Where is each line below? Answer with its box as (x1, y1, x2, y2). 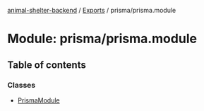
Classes (7, 80, 36, 90)
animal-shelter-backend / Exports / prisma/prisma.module (7, 6, 176, 14)
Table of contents (7, 59, 86, 71)
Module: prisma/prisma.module (7, 31, 198, 47)
